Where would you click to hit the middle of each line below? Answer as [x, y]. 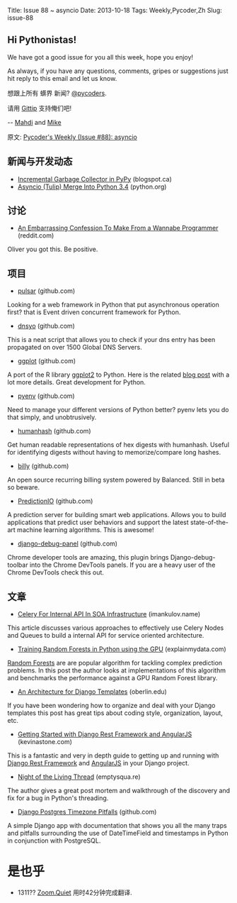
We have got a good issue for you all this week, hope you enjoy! [100, 57]
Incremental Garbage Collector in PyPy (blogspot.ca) [94, 179]
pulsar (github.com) [46, 291]
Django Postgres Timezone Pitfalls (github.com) [87, 812]
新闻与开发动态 [40, 161]
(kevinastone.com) [45, 742]
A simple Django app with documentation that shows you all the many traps [117, 826]
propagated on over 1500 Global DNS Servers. [75, 348]
